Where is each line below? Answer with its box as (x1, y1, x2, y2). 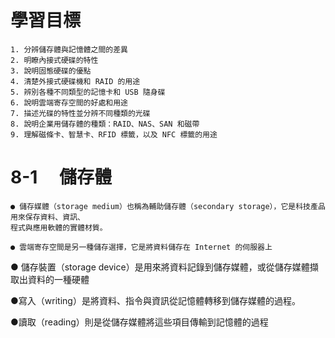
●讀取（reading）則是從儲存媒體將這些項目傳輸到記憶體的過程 (10, 316, 269, 328)
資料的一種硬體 (27, 273, 90, 285)
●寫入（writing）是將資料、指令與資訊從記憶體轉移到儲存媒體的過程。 (10, 294, 301, 306)
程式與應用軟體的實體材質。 (10, 222, 108, 233)
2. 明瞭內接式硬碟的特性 (10, 55, 99, 65)
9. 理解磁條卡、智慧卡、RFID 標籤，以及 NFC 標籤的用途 (10, 129, 218, 140)
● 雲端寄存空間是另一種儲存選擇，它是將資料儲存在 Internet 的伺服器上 (10, 242, 273, 252)
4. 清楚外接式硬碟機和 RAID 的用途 (10, 76, 141, 86)
